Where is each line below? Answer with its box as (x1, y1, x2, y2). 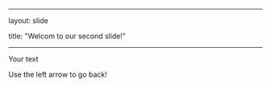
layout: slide (8, 16, 48, 25)
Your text (8, 54, 39, 64)
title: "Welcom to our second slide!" (8, 31, 127, 41)
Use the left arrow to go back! (8, 69, 107, 79)
